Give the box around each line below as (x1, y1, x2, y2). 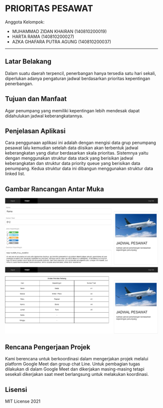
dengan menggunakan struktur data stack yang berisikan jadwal (5, 155, 133, 161)
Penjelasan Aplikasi (5, 127, 66, 135)
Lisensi (5, 385, 28, 394)
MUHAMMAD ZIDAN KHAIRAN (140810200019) (12, 28, 107, 34)
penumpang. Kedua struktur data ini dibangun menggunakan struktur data (5, 166, 153, 172)
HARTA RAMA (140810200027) (12, 34, 74, 39)
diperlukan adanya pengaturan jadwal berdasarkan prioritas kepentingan (5, 75, 150, 81)
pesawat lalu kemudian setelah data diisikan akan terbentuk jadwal (5, 145, 138, 151)
